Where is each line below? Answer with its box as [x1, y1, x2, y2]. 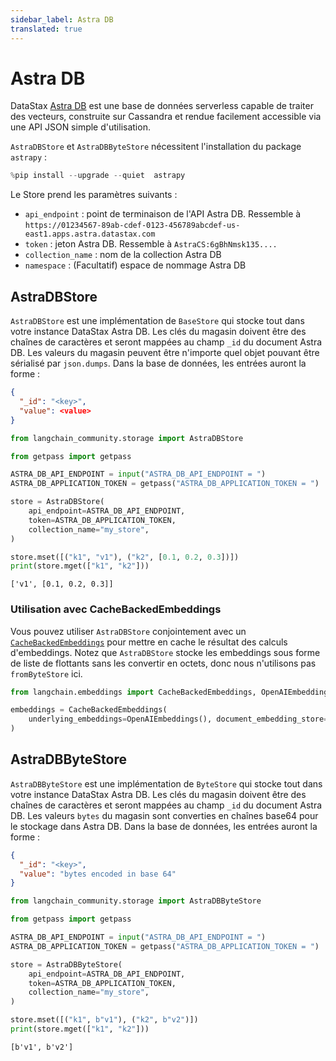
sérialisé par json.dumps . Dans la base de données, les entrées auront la [10, 357, 307, 370]
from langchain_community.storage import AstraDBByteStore [10, 896, 262, 906]
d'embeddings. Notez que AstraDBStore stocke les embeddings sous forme [10, 646, 321, 658]
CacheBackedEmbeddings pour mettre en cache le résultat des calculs [10, 636, 288, 648]
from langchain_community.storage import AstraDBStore [10, 433, 244, 443]
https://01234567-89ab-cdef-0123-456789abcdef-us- [24, 221, 241, 231]
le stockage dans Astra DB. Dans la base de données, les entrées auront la [10, 820, 318, 832]
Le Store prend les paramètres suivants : [10, 189, 178, 201]
